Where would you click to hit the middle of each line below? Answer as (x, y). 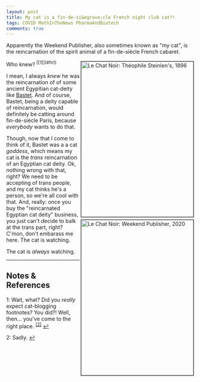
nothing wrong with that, (37, 170)
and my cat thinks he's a (37, 189)
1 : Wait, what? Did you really (41, 300)
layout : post (22, 12)
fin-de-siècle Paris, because (41, 120)
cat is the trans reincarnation (42, 157)
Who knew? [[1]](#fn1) (31, 64)
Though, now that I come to (40, 138)
